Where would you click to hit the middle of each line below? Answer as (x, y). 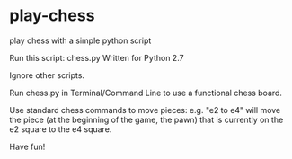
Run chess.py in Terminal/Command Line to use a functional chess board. (146, 93)
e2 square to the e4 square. (61, 129)
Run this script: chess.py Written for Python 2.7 (97, 57)
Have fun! (27, 146)
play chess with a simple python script (80, 40)
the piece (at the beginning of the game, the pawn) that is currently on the (146, 119)
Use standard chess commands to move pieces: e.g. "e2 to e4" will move (145, 110)
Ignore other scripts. (47, 75)
